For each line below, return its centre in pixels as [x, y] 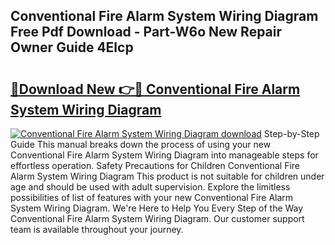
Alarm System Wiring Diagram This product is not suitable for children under [167, 176]
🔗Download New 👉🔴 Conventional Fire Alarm [155, 89]
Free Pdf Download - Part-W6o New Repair [146, 32]
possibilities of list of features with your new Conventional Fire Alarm [152, 197]
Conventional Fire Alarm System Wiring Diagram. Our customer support [157, 218]
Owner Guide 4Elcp [72, 47]
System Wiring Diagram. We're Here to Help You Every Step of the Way [157, 208]
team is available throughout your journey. [97, 229]
